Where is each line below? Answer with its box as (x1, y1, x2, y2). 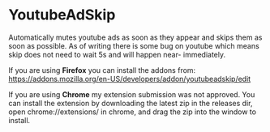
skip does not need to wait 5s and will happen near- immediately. (8, 49, 225, 59)
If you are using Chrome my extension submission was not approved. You (8, 89, 255, 99)
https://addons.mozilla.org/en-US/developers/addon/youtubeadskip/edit (8, 74, 251, 83)
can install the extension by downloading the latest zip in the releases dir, (8, 98, 253, 108)
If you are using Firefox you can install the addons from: (8, 65, 196, 75)
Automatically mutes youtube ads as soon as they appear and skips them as (8, 32, 263, 42)
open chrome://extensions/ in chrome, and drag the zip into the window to (8, 107, 257, 117)
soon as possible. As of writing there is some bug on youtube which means (8, 40, 259, 50)
